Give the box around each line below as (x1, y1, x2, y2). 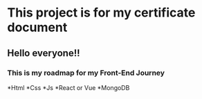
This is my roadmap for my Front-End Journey (7, 68, 165, 78)
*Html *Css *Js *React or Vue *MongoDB (7, 83, 130, 91)
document (7, 19, 68, 35)
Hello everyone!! (7, 47, 81, 59)
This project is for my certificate (7, 5, 196, 21)
